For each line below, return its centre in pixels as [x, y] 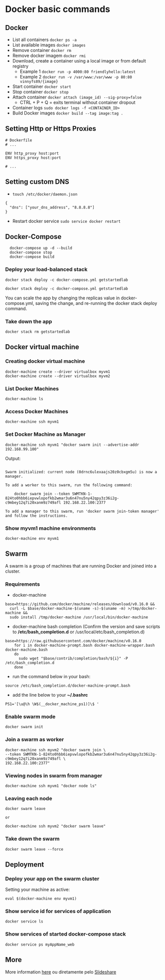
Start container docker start [42, 86]
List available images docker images [49, 45]
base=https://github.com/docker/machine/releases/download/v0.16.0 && [80, 604]
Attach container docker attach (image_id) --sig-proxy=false [77, 97]
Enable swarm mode [30, 717]
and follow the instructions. [37, 516]
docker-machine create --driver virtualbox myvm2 [58, 376]
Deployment [25, 864]
